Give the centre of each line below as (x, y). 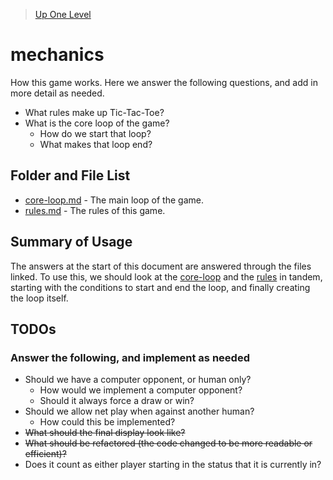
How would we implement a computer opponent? (141, 390)
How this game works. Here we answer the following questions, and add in (164, 82)
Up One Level (63, 14)
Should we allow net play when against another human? (139, 411)
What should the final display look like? (105, 433)
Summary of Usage (71, 242)
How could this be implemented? (107, 422)
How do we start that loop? (95, 133)
